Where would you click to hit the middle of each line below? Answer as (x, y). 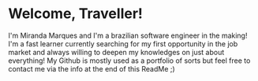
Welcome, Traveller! (76, 14)
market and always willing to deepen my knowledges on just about (116, 52)
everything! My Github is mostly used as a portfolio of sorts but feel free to (129, 61)
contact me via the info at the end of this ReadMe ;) (92, 68)
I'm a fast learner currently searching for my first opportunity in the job (123, 43)
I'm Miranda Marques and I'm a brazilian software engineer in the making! (128, 35)
